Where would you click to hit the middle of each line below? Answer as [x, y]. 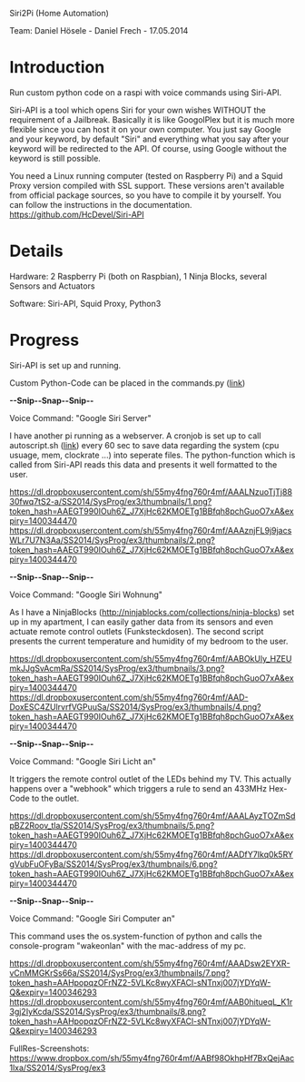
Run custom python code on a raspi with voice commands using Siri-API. [146, 92]
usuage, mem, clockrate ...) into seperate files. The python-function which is [152, 455]
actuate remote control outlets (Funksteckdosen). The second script [137, 631]
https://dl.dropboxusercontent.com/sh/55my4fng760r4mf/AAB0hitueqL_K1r [151, 1001]
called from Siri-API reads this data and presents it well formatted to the [143, 464]
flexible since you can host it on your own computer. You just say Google [145, 129]
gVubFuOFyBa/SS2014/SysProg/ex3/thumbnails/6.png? [113, 864]
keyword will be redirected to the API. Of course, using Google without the [148, 148]
